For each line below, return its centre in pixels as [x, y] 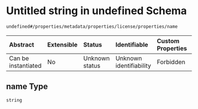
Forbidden [171, 62]
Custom [168, 41]
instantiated [25, 65]
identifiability [133, 65]
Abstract [22, 44]
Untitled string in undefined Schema [97, 11]
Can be [19, 58]
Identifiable [132, 44]
